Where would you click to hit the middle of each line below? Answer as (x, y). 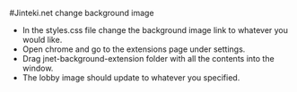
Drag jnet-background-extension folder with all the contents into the (148, 59)
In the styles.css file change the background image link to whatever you (155, 30)
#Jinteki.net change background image (82, 13)
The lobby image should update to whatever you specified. (131, 78)
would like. (42, 40)
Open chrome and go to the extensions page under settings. (134, 49)
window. (38, 68)
